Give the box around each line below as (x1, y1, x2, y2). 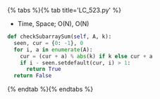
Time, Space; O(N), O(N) (17, 20, 90, 27)
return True (25, 66, 61, 73)
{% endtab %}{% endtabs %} (7, 85, 94, 93)
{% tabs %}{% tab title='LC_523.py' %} (7, 6, 122, 14)
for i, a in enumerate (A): (13, 46, 93, 53)
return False (13, 72, 52, 79)
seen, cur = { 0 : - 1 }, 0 (13, 39, 83, 46)
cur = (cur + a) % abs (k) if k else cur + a (20, 53, 153, 60)
